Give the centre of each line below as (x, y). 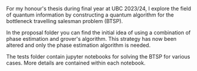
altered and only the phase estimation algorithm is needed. (79, 45)
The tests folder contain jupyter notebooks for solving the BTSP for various (98, 57)
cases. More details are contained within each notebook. (76, 63)
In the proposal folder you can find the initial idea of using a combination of (98, 33)
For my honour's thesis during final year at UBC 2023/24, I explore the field (99, 9)
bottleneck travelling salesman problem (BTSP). (65, 21)
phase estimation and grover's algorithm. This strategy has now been (92, 39)
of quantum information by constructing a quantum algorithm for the (90, 15)
